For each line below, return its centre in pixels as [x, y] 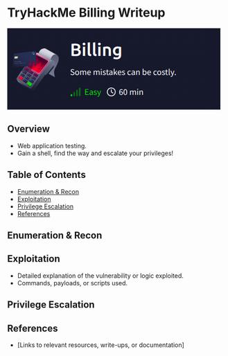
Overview [29, 129]
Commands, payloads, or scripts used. [72, 283]
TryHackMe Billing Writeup [86, 13]
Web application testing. [52, 145]
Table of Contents [47, 175]
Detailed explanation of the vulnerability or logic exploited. [100, 276]
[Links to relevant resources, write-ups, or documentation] [101, 345]
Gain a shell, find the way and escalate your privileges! [95, 153]
